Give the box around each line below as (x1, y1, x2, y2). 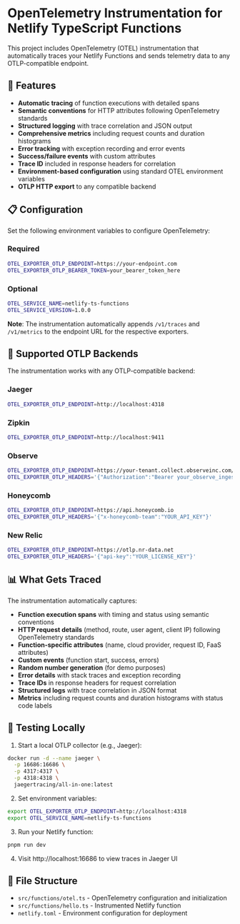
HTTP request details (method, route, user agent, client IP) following (17, 625, 221, 633)
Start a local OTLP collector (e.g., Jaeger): (17, 740, 142, 749)
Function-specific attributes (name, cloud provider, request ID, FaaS (17, 641, 221, 649)
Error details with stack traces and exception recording (17, 671, 181, 679)
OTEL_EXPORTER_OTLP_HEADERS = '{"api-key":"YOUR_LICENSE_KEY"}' (7, 553, 196, 561)
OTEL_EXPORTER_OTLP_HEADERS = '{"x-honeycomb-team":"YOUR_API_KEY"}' (7, 513, 213, 521)
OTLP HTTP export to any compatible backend (17, 182, 156, 191)
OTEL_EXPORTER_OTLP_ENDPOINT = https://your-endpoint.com (7, 260, 177, 267)
